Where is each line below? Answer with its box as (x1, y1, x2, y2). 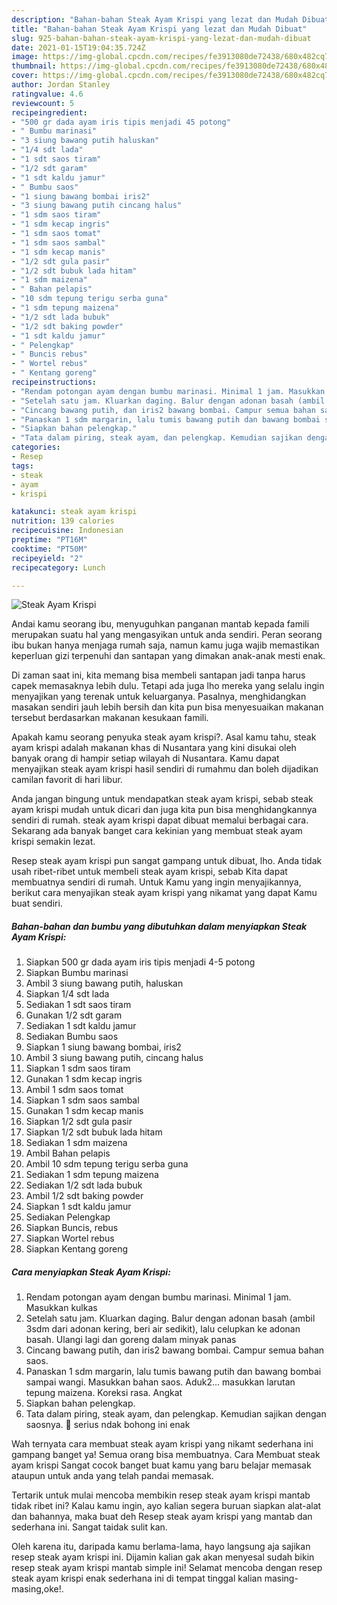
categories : (11, 442, 61, 453)
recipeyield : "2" (11, 553, 84, 563)
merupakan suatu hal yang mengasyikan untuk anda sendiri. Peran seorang (11, 629, 323, 641)
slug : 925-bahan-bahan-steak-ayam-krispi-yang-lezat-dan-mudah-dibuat (11, 33, 312, 43)
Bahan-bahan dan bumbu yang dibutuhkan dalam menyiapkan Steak (11, 920, 308, 932)
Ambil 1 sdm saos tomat (25, 1084, 124, 1096)
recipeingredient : (11, 107, 88, 118)
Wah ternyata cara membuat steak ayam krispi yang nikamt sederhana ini (11, 1438, 314, 1450)
